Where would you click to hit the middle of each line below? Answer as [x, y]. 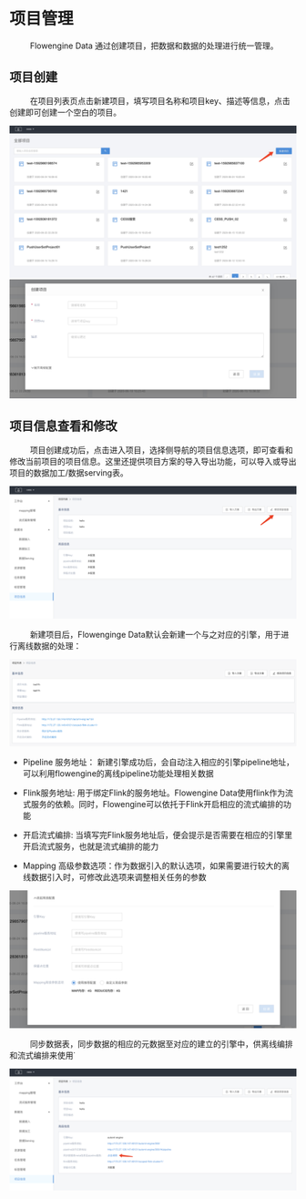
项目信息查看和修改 [63, 426]
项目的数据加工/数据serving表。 [69, 472]
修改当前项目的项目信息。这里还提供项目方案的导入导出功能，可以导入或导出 [153, 461]
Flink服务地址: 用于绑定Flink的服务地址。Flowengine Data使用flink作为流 [158, 793]
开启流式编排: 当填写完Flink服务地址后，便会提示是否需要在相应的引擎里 [158, 835]
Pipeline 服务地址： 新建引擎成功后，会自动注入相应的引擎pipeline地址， [158, 763]
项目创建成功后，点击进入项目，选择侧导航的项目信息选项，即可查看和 [161, 450]
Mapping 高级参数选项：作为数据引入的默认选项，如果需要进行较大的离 [156, 866]
